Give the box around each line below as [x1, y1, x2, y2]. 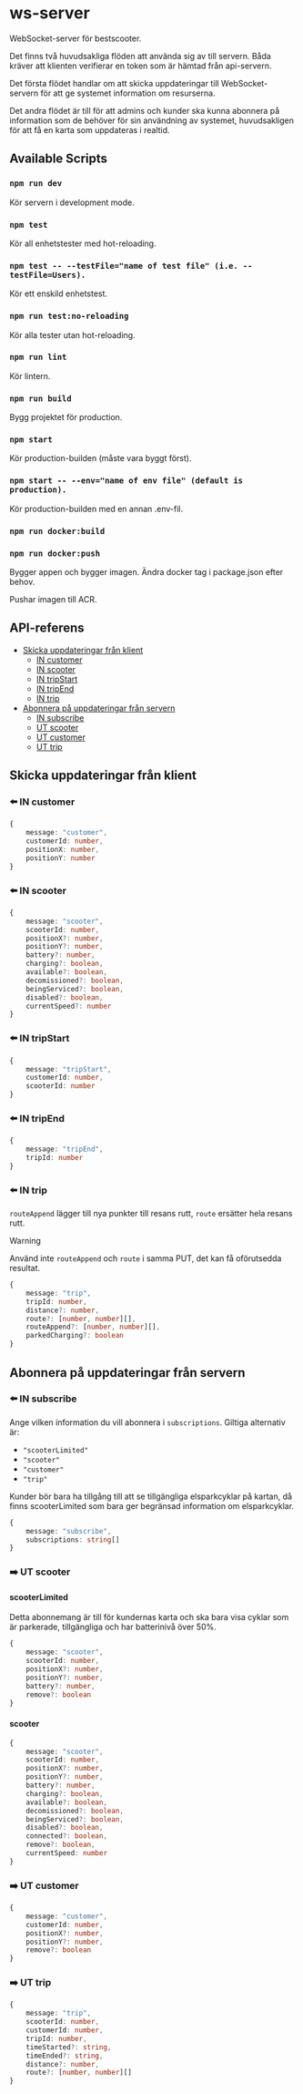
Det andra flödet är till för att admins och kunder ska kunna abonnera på [9, 105, 280, 116]
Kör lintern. [9, 370, 51, 381]
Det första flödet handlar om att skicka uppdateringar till [9, 77, 220, 88]
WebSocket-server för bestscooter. [9, 33, 142, 44]
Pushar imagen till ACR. [9, 593, 97, 604]
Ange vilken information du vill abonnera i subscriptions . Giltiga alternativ [9, 1416, 287, 1428]
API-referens [9, 621, 85, 636]
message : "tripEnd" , [25, 1145, 104, 1155]
